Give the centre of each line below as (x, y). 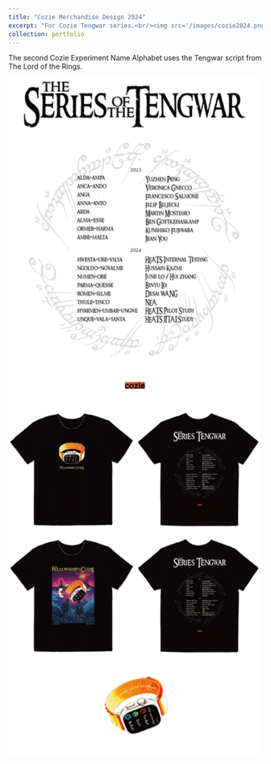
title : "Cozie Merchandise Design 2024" (77, 17)
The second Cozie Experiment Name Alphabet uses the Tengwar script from (135, 58)
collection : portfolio (46, 34)
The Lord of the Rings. (46, 67)
